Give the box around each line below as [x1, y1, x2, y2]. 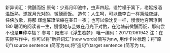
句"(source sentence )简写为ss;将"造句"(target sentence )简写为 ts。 [5, 42, 149, 48]
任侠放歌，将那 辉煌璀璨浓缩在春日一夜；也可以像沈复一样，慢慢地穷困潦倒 [5, 17, 162, 23]
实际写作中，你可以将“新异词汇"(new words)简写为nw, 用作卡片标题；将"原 [5, 36, 162, 42]
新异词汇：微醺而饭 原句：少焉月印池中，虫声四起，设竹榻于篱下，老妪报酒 [5, 5, 162, 10]
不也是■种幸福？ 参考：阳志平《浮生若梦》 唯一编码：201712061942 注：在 [5, 30, 163, 35]
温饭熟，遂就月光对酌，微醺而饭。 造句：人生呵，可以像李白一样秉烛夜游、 [5, 11, 162, 17]
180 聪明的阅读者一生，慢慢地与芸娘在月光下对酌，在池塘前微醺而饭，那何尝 [5, 23, 165, 29]
